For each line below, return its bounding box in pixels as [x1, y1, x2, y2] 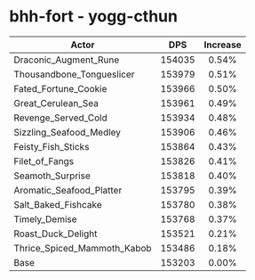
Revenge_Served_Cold [13, 111, 108, 124]
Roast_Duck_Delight [13, 227, 98, 240]
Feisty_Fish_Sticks [13, 140, 90, 152]
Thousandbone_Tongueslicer [13, 68, 135, 80]
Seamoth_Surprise [13, 169, 91, 182]
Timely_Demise [13, 212, 77, 225]
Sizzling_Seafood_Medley [13, 126, 122, 138]
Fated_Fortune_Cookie [13, 82, 108, 95]
